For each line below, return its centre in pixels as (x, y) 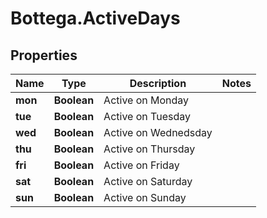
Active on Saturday (148, 181)
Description (158, 83)
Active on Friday (141, 165)
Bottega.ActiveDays (95, 18)
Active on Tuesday (147, 116)
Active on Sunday (145, 197)
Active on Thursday (149, 149)
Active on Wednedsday (158, 132)
